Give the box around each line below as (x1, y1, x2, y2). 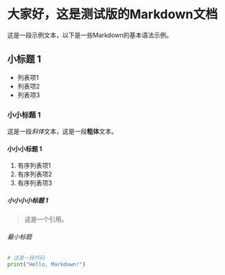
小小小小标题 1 (7, 196, 49, 204)
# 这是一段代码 (7, 255, 45, 262)
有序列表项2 (17, 170, 52, 178)
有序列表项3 (17, 179, 52, 188)
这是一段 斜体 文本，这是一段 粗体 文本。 (7, 127, 117, 136)
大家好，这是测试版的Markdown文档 (7, 6, 218, 22)
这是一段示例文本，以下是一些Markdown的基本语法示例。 (7, 31, 173, 39)
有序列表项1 (17, 162, 51, 170)
